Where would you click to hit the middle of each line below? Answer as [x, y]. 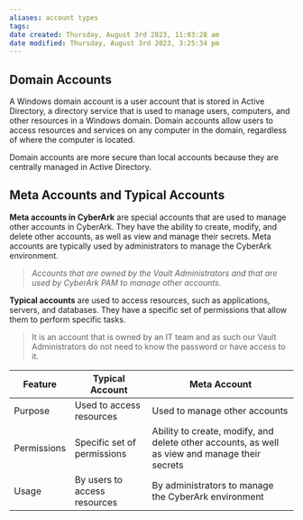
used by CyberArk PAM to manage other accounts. [126, 282]
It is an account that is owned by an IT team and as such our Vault [154, 336]
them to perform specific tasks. [68, 319]
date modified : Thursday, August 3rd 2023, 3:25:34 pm [115, 43]
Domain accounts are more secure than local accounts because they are [144, 157]
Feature [40, 383]
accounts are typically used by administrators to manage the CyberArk [141, 246]
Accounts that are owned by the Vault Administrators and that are [154, 273]
